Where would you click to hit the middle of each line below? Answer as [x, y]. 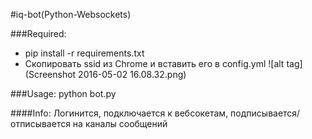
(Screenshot [50, 74]
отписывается [40, 123]
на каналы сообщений [120, 123]
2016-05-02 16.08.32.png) [132, 74]
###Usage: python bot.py [63, 93]
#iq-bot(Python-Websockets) [71, 14]
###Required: [38, 33]
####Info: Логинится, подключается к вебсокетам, [119, 113]
